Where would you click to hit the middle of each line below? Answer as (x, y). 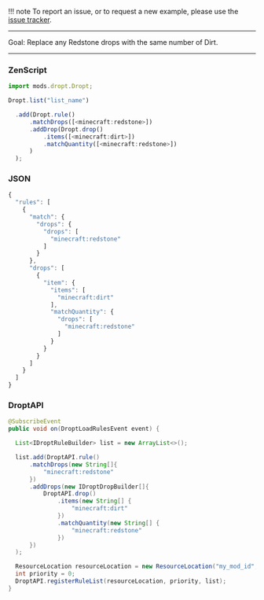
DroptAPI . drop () (70, 494)
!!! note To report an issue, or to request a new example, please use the (123, 11)
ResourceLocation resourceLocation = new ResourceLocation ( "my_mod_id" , (137, 567)
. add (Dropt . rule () (46, 115)
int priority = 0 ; (46, 574)
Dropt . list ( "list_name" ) (49, 101)
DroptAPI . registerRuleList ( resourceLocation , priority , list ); (121, 581)
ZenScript (27, 70)
